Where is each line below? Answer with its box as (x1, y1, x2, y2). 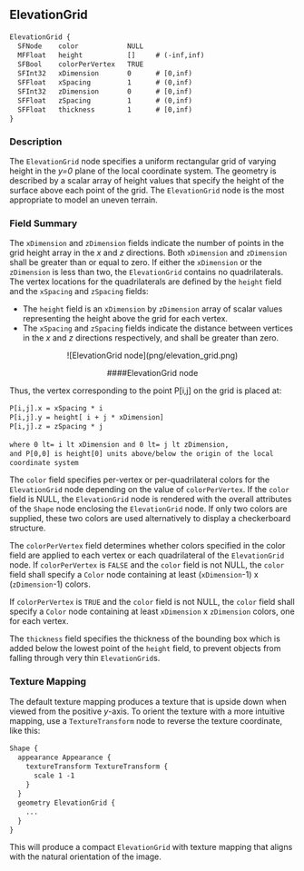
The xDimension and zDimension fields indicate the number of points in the (9, 238, 284, 249)
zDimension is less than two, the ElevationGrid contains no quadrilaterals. (9, 267, 284, 278)
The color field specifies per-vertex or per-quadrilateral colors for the (9, 474, 270, 485)
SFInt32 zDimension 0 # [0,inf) (17, 86, 193, 96)
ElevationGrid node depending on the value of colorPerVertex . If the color (9, 484, 290, 495)
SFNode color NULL (17, 41, 144, 51)
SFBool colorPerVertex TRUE (17, 59, 144, 69)
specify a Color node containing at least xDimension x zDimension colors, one (9, 606, 295, 617)
